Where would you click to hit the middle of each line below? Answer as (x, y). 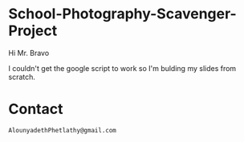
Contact (36, 109)
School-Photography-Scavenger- (122, 14)
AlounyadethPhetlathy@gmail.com (62, 130)
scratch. (22, 77)
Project (33, 31)
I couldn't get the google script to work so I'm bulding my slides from (122, 68)
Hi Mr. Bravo (29, 53)
